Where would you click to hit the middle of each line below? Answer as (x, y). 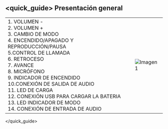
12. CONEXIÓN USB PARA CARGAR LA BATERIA (64, 96)
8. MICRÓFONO (26, 71)
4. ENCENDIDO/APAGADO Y (41, 40)
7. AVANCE (21, 65)
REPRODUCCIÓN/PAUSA (37, 46)
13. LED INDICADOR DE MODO (44, 103)
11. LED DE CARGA (30, 90)
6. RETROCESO (26, 59)
